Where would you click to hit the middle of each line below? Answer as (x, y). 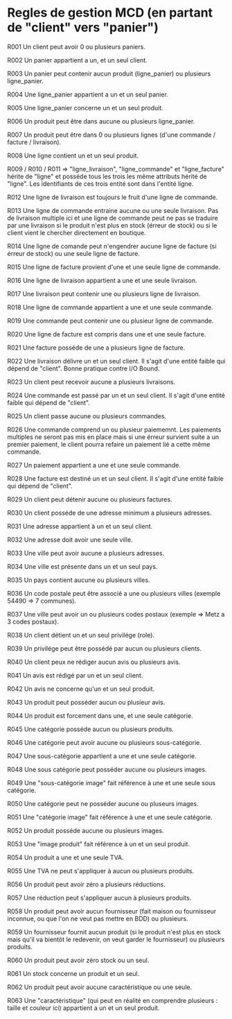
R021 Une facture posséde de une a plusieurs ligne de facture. (96, 348)
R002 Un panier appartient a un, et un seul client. (77, 60)
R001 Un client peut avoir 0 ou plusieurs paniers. (76, 46)
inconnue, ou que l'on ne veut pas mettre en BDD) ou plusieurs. (98, 918)
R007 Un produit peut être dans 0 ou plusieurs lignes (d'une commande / (111, 135)
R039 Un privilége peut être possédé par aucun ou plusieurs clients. (105, 648)
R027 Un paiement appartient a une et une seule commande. (94, 465)
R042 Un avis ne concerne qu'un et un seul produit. (81, 689)
